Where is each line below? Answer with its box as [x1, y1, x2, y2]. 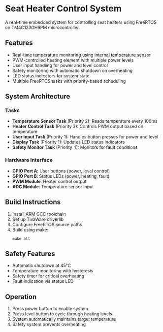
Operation [5, 293, 37, 301]
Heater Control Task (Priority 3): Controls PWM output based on [12, 124, 144, 130]
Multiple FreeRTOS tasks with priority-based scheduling [12, 78, 126, 84]
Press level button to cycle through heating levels [12, 311, 112, 317]
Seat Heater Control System [5, 3, 122, 14]
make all [12, 236, 31, 241]
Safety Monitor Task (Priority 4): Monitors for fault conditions [12, 144, 138, 150]
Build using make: [12, 227, 49, 232]
